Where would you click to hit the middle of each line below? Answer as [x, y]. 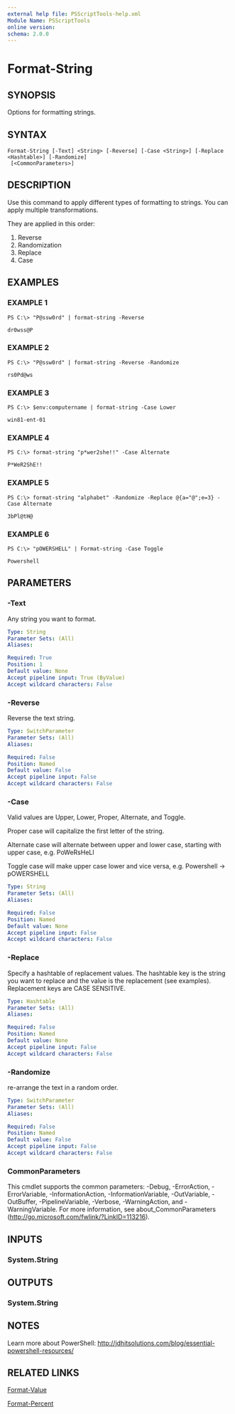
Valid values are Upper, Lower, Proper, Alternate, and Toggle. [97, 817]
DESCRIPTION [39, 185]
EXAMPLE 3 [28, 393]
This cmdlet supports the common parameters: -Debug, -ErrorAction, [109, 1187]
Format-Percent [31, 1404]
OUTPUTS [30, 1282]
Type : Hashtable [31, 1001]
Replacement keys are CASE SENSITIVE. [67, 988]
